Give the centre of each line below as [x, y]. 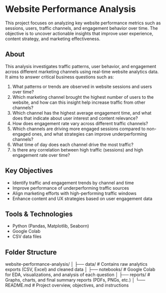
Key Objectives [29, 171]
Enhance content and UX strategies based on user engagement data [82, 198]
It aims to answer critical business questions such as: [59, 77]
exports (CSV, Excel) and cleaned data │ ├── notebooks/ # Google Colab [80, 270]
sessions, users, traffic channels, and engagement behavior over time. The [82, 28]
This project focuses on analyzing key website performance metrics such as [83, 23]
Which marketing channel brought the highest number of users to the [83, 97]
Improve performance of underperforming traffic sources [71, 188]
